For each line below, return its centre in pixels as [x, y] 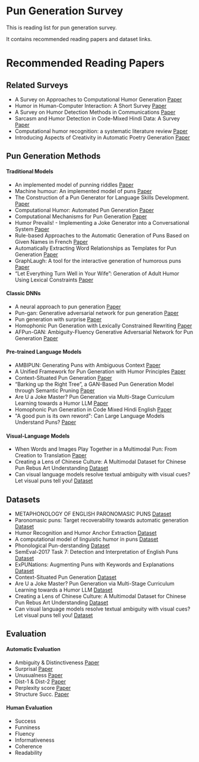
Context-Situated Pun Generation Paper [63, 377]
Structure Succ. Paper [42, 694]
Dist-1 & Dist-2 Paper [40, 682]
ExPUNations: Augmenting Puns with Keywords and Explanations [94, 564]
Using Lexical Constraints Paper [54, 280]
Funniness [27, 727]
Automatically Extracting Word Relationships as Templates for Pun [96, 248]
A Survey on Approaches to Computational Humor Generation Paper [98, 99]
